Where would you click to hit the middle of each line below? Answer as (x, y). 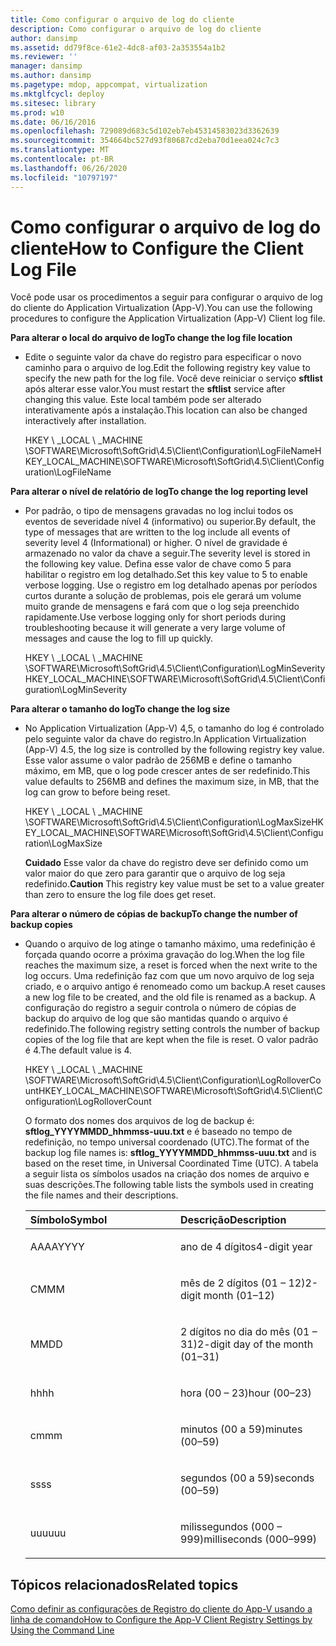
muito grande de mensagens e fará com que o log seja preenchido (162, 607)
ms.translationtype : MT (60, 150)
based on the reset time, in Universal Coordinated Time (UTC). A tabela (171, 1163)
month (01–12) (239, 1296)
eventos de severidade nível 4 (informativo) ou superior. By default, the (170, 522)
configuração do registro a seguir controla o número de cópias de (160, 1008)
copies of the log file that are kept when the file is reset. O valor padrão (171, 1040)
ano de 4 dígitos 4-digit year (246, 1247)
